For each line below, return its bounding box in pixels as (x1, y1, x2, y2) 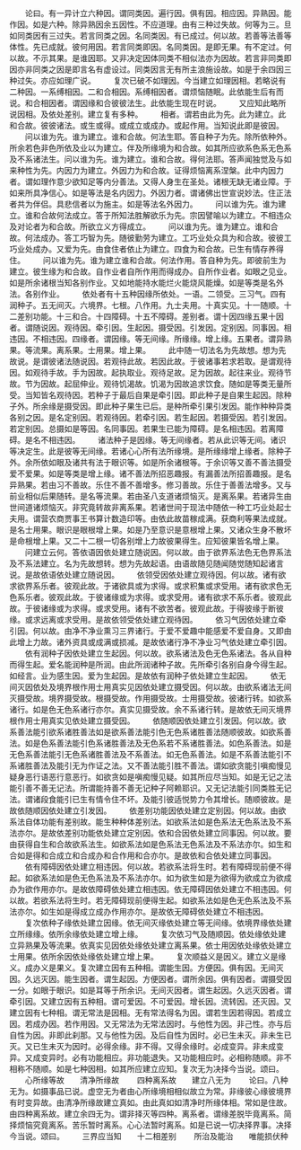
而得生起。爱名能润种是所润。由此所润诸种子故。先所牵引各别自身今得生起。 (9, 659, 292, 669)
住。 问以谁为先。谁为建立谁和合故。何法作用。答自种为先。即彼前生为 (9, 255, 287, 265)
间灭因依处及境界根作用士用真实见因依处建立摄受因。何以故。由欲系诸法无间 (9, 682, 292, 692)
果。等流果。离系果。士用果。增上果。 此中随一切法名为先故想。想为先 (9, 345, 287, 355)
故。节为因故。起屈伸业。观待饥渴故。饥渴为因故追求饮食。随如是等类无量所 (9, 378, 292, 389)
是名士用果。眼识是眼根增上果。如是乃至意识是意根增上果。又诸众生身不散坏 (9, 525, 292, 535)
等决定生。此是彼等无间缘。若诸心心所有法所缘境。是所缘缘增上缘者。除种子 (9, 446, 292, 456)
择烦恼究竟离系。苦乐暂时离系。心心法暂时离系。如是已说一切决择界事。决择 (9, 1119, 292, 1130)
